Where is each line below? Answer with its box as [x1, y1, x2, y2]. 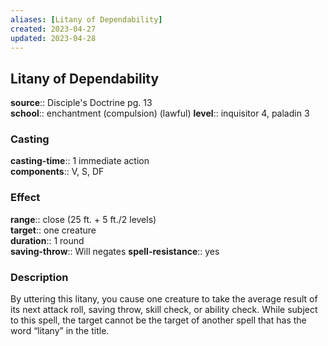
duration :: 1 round [10, 234, 85, 246]
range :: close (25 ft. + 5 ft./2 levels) [10, 213, 157, 225]
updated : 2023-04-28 [10, 33, 97, 43]
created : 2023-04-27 [10, 24, 97, 34]
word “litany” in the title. [10, 325, 110, 337]
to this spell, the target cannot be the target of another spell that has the [10, 314, 307, 326]
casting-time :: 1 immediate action [10, 155, 150, 167]
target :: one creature [10, 224, 97, 236]
